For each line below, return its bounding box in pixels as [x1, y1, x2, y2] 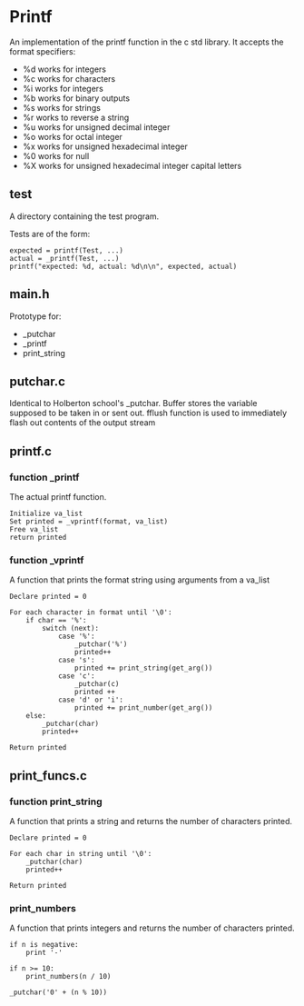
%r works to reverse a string [22, 112, 130, 123]
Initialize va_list [9, 509, 83, 519]
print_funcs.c [9, 768, 88, 783]
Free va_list [9, 525, 59, 534]
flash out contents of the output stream [9, 417, 156, 428]
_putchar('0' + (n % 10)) [9, 988, 107, 997]
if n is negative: [9, 941, 79, 950]
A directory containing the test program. [9, 211, 160, 222]
